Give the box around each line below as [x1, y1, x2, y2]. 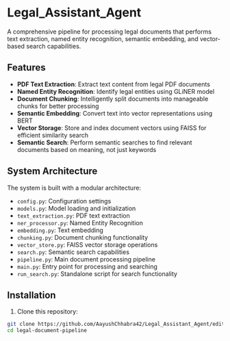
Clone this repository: [16, 307, 78, 316]
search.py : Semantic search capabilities [16, 248, 130, 256]
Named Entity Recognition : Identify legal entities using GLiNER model [16, 87, 215, 95]
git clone [7, 320, 36, 328]
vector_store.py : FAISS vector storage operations [16, 240, 158, 249]
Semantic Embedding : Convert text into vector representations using [16, 109, 213, 117]
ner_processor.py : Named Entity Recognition [16, 218, 144, 227]
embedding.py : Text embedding [16, 226, 104, 234]
